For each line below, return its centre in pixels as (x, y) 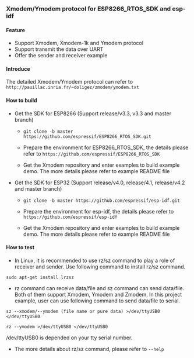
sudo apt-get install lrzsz (40, 277)
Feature (15, 30)
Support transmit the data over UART (59, 49)
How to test (20, 247)
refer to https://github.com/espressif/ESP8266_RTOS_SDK (91, 153)
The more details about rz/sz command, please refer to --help (89, 349)
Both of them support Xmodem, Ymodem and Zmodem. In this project (98, 294)
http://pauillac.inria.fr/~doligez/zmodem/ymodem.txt (73, 87)
